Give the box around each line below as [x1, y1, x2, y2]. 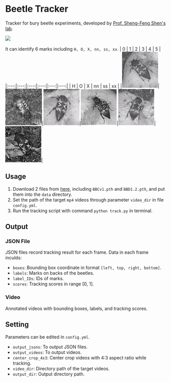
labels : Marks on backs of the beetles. [12, 270, 94, 276]
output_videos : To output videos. [12, 349, 82, 355]
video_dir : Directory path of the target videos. [12, 365, 110, 371]
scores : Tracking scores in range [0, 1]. [12, 281, 94, 287]
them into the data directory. [12, 191, 72, 197]
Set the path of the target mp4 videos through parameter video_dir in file [12, 196, 164, 203]
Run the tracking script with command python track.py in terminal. [12, 208, 153, 214]
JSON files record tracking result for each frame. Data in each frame [5, 249, 149, 256]
